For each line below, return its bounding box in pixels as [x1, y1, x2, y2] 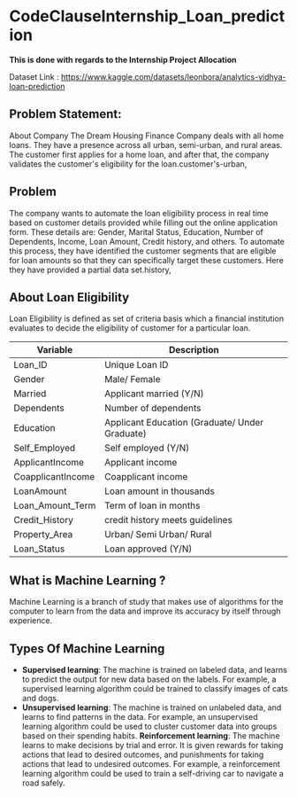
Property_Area [13, 528, 73, 541]
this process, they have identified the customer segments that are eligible [9, 246, 277, 256]
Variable [36, 344, 73, 356]
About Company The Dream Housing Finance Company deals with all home [9, 130, 285, 141]
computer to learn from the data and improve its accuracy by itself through [9, 606, 281, 617]
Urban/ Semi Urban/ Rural [104, 528, 212, 541]
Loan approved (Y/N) [104, 543, 193, 555]
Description [168, 344, 219, 356]
